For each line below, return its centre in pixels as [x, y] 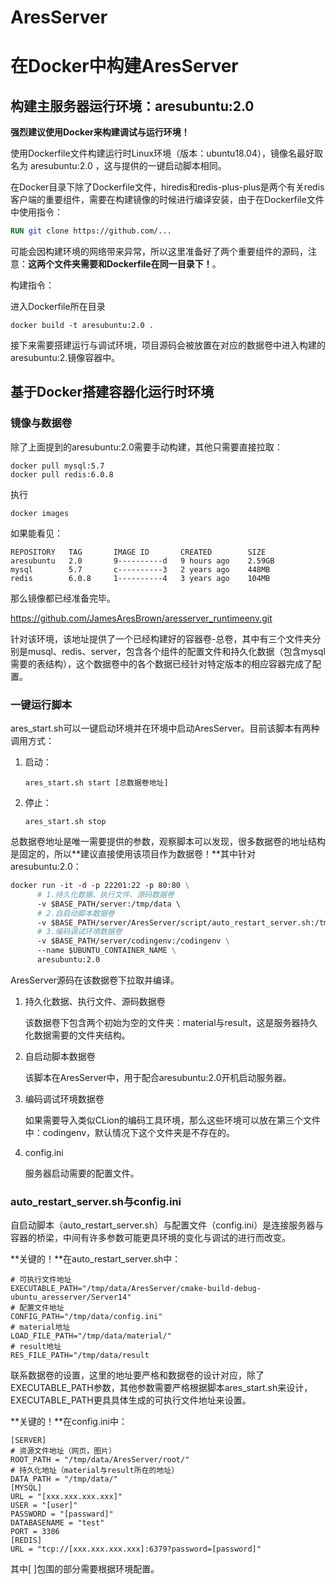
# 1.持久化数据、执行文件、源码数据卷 [105, 894]
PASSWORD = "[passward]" [62, 1514]
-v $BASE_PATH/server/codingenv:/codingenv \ [133, 941]
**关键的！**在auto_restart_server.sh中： [96, 1259]
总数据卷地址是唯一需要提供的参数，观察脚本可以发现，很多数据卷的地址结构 [168, 842]
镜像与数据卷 [41, 423]
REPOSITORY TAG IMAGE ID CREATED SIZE [138, 552]
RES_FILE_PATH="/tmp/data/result [80, 1356]
